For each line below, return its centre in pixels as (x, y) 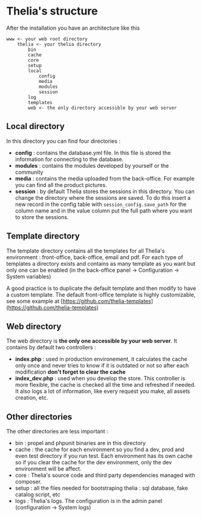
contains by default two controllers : (51, 347)
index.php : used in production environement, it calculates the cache (101, 359)
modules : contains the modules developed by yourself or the (92, 165)
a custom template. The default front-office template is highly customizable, (101, 294)
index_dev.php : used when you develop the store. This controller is (100, 378)
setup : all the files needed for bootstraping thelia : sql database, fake (101, 488)
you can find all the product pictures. (61, 185)
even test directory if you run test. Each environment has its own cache (104, 456)
